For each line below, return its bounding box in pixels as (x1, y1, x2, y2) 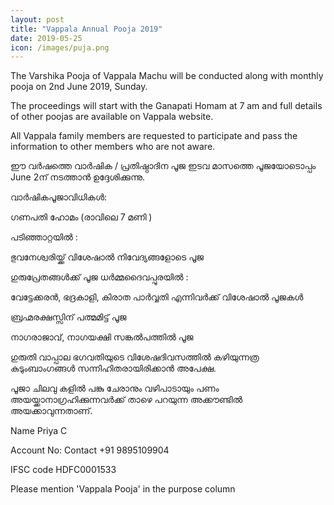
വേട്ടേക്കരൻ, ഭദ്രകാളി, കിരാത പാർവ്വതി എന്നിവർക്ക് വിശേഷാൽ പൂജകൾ (10, 291, 304, 303)
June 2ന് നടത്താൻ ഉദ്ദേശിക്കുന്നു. (10, 171, 145, 183)
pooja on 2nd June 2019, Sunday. (10, 81, 148, 93)
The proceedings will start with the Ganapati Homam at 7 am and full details (10, 100, 323, 112)
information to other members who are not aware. (10, 141, 216, 153)
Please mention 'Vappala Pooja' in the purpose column (10, 483, 236, 495)
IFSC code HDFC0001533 (10, 464, 117, 476)
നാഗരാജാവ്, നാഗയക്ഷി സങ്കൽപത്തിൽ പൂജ (10, 331, 194, 343)
